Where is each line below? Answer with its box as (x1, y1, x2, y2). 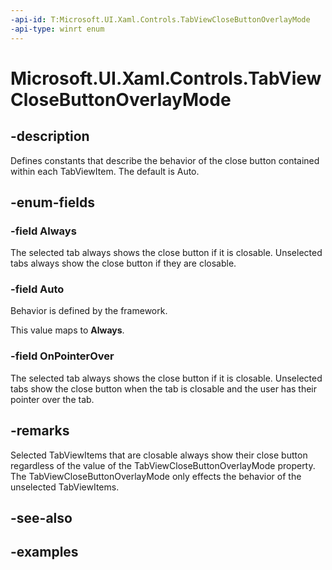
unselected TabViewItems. (10, 481, 120, 493)
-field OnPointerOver (10, 349, 115, 363)
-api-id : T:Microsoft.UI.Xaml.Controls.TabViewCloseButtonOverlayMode (10, 14, 311, 25)
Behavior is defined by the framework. (10, 305, 168, 317)
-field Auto (10, 282, 65, 296)
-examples (10, 544, 79, 561)
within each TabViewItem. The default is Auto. (10, 165, 200, 177)
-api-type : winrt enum (10, 24, 105, 34)
